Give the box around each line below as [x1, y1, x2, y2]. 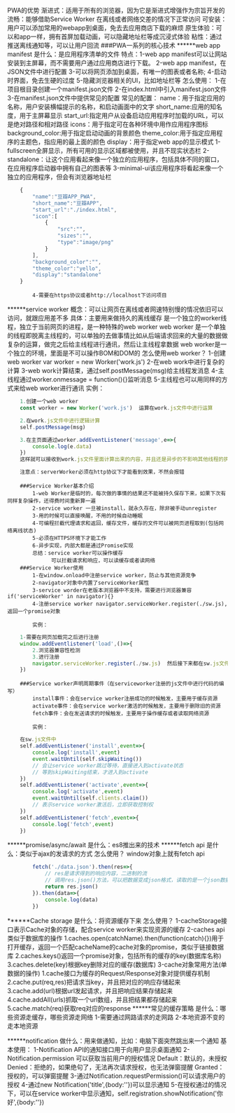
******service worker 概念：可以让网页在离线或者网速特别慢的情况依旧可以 [7, 305, 224, 313]
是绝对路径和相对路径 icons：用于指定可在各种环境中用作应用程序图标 [7, 120, 208, 128]
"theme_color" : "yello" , [32, 265, 101, 272]
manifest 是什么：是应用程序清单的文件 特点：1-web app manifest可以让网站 [7, 50, 227, 58]
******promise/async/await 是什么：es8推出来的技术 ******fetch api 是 [7, 841, 213, 849]
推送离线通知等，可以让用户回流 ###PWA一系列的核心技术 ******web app [7, 41, 221, 49]
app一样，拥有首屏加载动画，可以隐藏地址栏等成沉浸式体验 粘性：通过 [19, 32, 222, 41]
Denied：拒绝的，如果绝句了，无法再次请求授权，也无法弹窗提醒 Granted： [7, 1063, 225, 1071]
